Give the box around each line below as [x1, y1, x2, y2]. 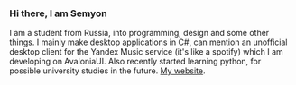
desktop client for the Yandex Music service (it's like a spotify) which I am [9, 47, 284, 57]
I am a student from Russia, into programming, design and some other [9, 28, 270, 38]
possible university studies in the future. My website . [9, 65, 206, 76]
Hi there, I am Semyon [9, 7, 107, 20]
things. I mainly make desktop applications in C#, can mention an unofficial [9, 37, 288, 47]
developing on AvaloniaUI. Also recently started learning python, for [9, 56, 262, 67]
